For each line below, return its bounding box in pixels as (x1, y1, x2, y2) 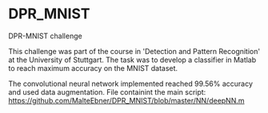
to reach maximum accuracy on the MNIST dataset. (8, 63, 178, 72)
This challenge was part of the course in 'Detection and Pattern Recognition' (8, 46, 261, 56)
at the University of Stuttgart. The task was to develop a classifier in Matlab (8, 55, 257, 64)
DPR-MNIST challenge (8, 31, 82, 41)
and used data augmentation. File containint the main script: (8, 87, 206, 96)
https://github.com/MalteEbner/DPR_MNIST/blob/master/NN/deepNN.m (8, 95, 246, 105)
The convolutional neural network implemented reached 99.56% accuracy (8, 79, 254, 88)
